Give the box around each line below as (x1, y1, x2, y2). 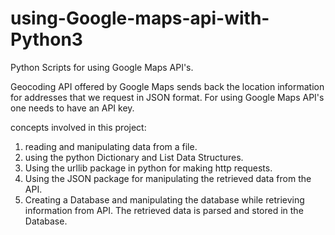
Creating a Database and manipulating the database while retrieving (24, 193, 305, 206)
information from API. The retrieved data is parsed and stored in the (24, 204, 304, 216)
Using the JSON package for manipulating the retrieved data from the (24, 172, 312, 184)
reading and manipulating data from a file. (24, 140, 198, 152)
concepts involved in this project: (10, 121, 147, 133)
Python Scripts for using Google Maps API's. (10, 61, 194, 73)
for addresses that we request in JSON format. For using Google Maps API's (10, 91, 325, 103)
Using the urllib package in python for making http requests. (24, 162, 273, 174)
